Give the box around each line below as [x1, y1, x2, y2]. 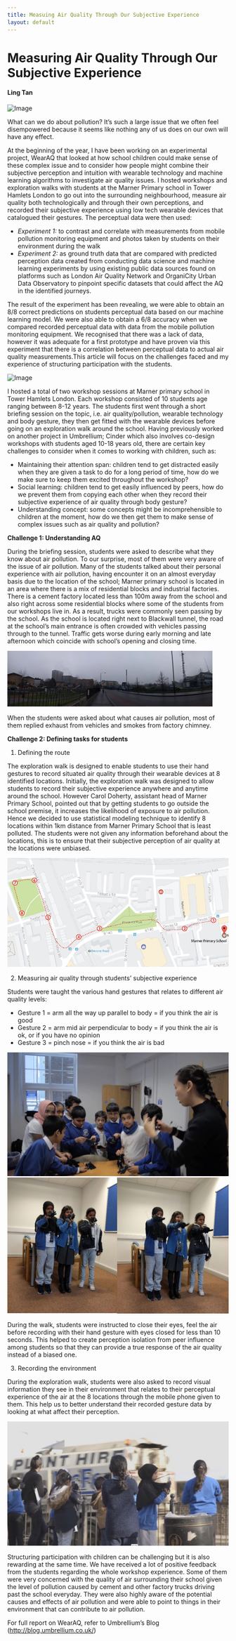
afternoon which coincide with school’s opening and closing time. [7, 636, 197, 645]
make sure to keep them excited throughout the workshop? [17, 475, 189, 484]
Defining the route [17, 748, 70, 756]
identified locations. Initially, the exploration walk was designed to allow [7, 777, 214, 785]
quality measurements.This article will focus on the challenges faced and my [7, 352, 229, 361]
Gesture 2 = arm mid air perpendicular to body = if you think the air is [17, 1023, 219, 1032]
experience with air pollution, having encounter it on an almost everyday [7, 569, 216, 578]
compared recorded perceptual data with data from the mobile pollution [7, 322, 215, 331]
